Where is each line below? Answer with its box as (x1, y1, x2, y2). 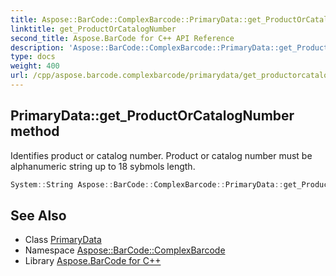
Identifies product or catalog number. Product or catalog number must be (10, 149, 313, 161)
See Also (10, 207, 67, 224)
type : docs (10, 52, 56, 62)
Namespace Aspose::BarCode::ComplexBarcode (24, 244, 226, 256)
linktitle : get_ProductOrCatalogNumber (10, 24, 177, 34)
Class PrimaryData (24, 234, 102, 246)
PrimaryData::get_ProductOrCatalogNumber (10, 107, 295, 125)
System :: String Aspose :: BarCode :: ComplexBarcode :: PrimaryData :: (10, 179, 284, 190)
